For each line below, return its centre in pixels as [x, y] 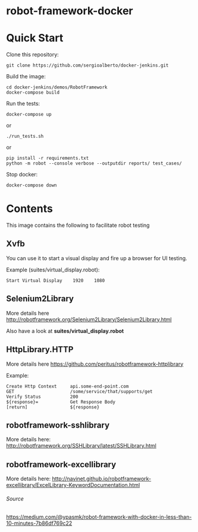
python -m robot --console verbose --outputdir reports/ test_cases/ [94, 164]
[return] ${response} [53, 407]
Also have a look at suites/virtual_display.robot [65, 331]
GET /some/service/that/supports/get [79, 391]
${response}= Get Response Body [61, 402]
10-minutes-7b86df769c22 [39, 523]
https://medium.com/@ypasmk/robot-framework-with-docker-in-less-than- [99, 517]
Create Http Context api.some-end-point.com [67, 386]
